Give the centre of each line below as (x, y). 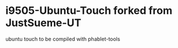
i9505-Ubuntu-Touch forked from (89, 11)
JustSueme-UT (43, 23)
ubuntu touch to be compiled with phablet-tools (63, 39)
